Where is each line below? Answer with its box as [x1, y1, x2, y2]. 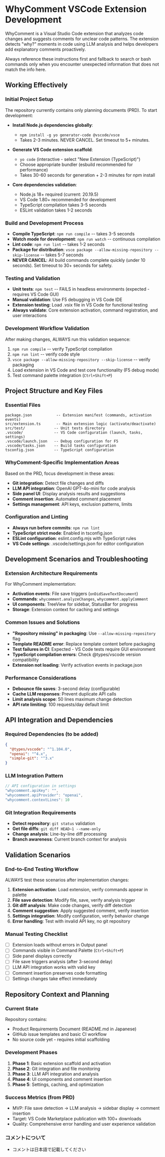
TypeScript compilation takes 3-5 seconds [19, 202, 107, 208]
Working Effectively [5, 81, 68, 89]
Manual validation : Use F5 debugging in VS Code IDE [12, 297, 122, 303]
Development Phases [5, 1049, 58, 1056]
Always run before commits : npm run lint [12, 525, 100, 531]
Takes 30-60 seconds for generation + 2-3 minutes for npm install [19, 172, 155, 178]
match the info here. [5, 66, 47, 73]
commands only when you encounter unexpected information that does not [5, 61, 160, 67]
